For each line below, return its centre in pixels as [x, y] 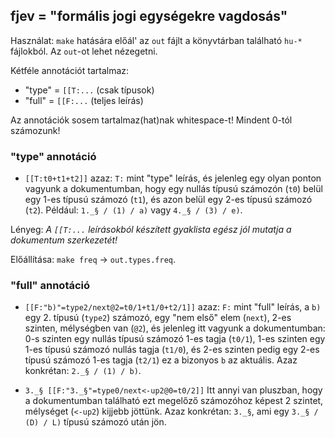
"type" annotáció [53, 156]
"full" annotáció [50, 286]
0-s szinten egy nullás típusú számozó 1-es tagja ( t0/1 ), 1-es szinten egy [175, 339]
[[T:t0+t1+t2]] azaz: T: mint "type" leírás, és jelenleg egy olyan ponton [173, 178]
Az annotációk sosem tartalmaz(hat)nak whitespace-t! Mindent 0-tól [151, 120]
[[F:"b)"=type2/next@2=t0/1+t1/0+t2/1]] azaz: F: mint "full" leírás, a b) [173, 307]
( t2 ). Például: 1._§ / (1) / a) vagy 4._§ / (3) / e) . [133, 210]
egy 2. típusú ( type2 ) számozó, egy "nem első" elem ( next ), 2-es [158, 318]
